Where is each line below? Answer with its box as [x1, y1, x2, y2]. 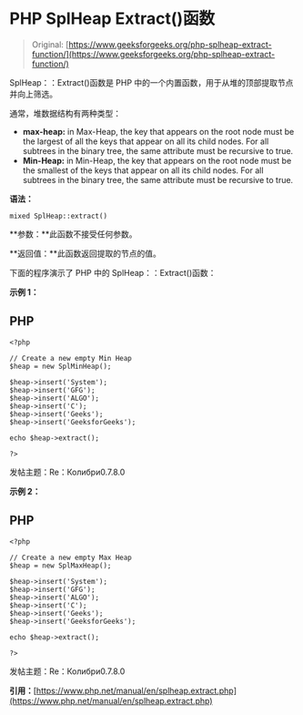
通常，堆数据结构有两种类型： [9, 107, 121, 118]
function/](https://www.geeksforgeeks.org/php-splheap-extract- [31, 48, 276, 59]
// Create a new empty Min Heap [9, 353, 132, 363]
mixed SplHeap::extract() [9, 211, 107, 220]
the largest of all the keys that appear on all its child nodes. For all [22, 136, 269, 147]
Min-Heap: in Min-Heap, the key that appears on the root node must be [22, 155, 292, 166]
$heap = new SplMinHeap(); [9, 362, 112, 371]
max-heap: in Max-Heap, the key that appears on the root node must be [22, 126, 295, 137]
